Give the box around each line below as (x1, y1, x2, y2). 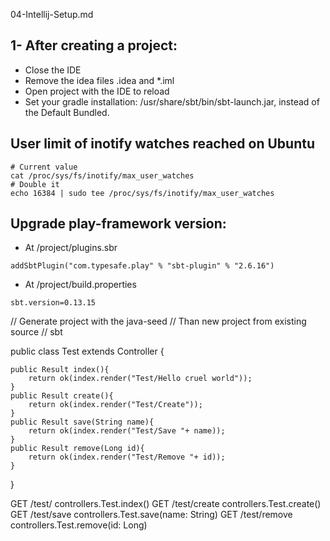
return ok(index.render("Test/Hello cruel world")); (28, 374, 253, 384)
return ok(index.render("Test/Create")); (28, 400, 203, 410)
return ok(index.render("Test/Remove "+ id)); (28, 452, 226, 463)
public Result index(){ (10, 365, 110, 375)
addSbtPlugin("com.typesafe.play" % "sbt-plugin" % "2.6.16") (10, 261, 275, 271)
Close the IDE (24, 64, 82, 76)
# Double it (10, 179, 60, 189)
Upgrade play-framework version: (10, 215, 227, 233)
